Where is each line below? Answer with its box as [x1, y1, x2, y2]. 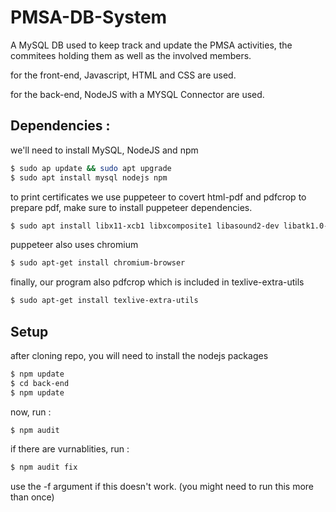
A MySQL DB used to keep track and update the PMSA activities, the [10, 39, 293, 51]
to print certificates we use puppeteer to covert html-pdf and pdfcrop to [10, 191, 307, 203]
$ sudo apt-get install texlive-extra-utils [10, 296, 199, 306]
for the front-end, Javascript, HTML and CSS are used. [10, 69, 237, 81]
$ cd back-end [10, 378, 70, 388]
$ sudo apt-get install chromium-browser [10, 258, 186, 268]
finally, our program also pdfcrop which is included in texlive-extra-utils [10, 276, 305, 288]
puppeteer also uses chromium [10, 239, 139, 251]
